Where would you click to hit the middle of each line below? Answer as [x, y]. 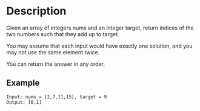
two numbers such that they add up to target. [63, 34]
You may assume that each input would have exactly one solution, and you [99, 46]
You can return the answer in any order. [55, 64]
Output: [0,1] [24, 102]
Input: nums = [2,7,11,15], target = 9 [57, 97]
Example [23, 83]
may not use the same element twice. [53, 52]
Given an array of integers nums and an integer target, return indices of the [100, 28]
